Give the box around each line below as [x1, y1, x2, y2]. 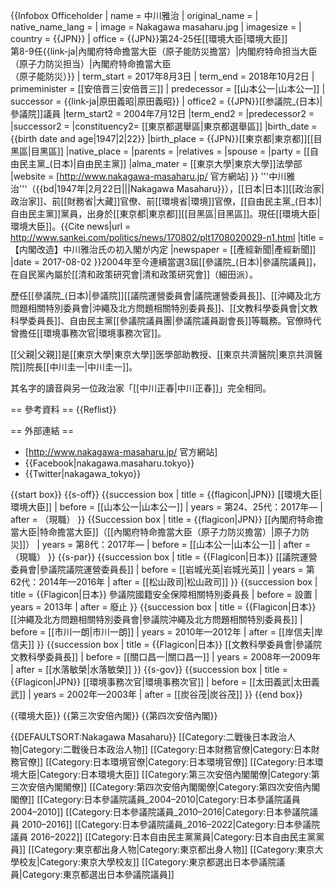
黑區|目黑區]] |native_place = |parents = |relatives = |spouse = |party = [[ [10, 145, 311, 157]
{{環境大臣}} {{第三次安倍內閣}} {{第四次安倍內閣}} [10, 710, 218, 721]
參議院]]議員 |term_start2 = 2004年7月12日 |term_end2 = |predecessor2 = [10, 108, 315, 119]
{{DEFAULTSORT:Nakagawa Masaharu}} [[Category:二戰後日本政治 [10, 731, 288, 743]
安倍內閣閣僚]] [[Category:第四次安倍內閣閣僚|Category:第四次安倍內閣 [27, 781, 321, 793]
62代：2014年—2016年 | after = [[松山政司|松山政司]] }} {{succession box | [10, 576, 318, 588]
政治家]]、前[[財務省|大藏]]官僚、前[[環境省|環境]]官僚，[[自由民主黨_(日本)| [10, 195, 322, 207]
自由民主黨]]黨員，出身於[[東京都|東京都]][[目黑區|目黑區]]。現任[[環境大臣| [10, 208, 321, 219]
